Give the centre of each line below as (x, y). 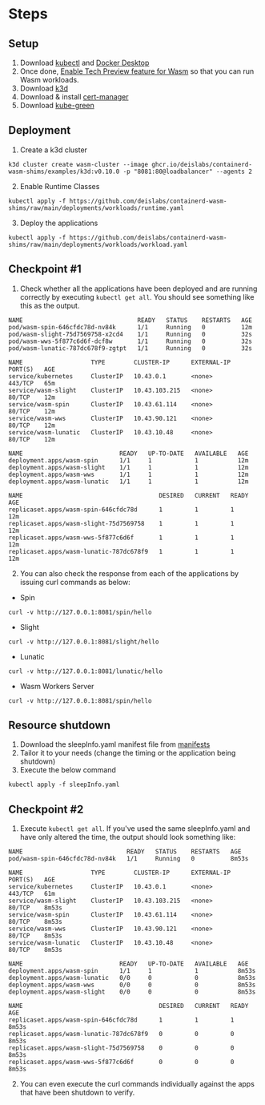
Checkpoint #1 (45, 269)
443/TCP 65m (32, 383)
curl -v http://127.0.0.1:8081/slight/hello (84, 642)
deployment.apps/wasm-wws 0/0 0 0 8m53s (132, 985)
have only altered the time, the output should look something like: (128, 837)
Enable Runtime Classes (60, 186)
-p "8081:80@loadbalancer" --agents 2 (187, 171)
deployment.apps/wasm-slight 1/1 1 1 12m (128, 467)
